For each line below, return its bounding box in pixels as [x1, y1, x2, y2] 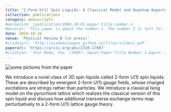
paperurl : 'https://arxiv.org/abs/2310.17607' [5, 45, 106, 50]
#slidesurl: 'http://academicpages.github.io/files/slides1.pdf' [5, 41, 147, 46]
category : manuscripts [5, 17, 53, 22]
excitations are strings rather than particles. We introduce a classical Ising [5, 85, 160, 91]
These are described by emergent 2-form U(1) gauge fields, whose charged [5, 79, 164, 86]
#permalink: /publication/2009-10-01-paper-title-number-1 [5, 21, 133, 27]
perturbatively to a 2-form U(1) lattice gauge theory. [5, 101, 114, 107]
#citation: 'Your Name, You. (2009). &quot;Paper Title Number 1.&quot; [5, 50, 163, 55]
